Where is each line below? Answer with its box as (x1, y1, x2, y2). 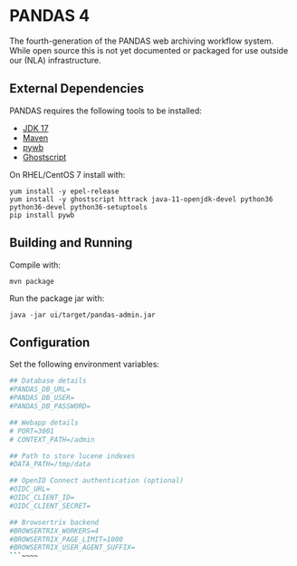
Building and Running (9, 235, 133, 250)
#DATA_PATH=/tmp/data (9, 460, 91, 469)
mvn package (9, 277, 54, 286)
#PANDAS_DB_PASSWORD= (9, 402, 91, 411)
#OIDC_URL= (9, 484, 51, 494)
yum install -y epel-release (9, 187, 120, 196)
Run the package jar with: (9, 292, 105, 304)
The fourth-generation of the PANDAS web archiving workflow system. (9, 35, 274, 46)
